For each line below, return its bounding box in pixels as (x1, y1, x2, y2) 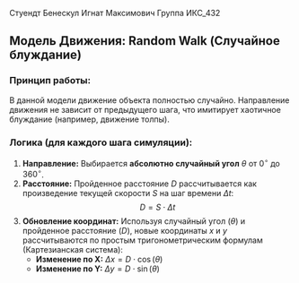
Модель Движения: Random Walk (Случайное (9, 33, 280, 48)
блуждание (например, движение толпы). (9, 114, 171, 124)
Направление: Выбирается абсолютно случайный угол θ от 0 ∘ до (22, 156, 280, 168)
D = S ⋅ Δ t (139, 202, 176, 213)
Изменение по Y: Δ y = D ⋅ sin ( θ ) (35, 263, 160, 274)
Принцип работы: (9, 74, 92, 87)
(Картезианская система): (22, 244, 124, 255)
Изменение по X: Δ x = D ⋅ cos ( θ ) (35, 254, 163, 265)
